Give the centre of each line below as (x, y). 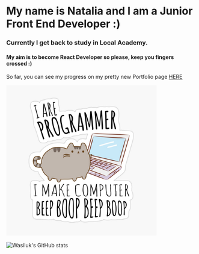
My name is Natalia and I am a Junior (99, 11)
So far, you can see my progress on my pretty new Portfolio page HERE (94, 77)
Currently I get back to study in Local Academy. (77, 43)
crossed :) (19, 63)
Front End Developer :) (63, 24)
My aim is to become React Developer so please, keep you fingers (90, 57)
